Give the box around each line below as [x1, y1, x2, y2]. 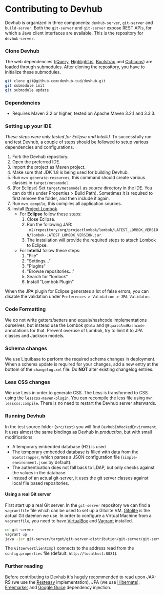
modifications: [5, 434, 34, 440]
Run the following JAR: [26, 222, 72, 228]
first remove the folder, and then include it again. [12, 195, 110, 202]
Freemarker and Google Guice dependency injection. [5, 584, 111, 590]
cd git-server [5, 527, 34, 532]
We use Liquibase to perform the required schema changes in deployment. [5, 356, 156, 362]
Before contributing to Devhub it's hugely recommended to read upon [5, 574, 145, 580]
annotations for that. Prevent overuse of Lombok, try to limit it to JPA [5, 327, 143, 333]
